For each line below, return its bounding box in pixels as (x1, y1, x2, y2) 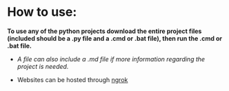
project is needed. (17, 62, 69, 70)
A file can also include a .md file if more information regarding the (17, 54, 206, 63)
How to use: (7, 4, 77, 20)
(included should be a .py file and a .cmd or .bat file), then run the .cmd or (7, 34, 223, 42)
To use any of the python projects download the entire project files (7, 27, 202, 35)
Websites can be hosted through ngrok (17, 75, 128, 83)
